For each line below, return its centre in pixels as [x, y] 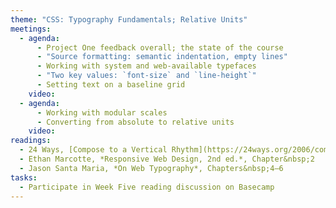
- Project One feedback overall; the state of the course [160, 47]
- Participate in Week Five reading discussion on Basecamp [147, 187]
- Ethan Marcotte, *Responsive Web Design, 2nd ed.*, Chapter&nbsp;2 [167, 159]
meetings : [31, 29]
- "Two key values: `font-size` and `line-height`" [146, 76]
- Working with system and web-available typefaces [146, 66]
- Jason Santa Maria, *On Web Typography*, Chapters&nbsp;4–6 [151, 168]
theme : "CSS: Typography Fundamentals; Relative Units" [129, 19]
